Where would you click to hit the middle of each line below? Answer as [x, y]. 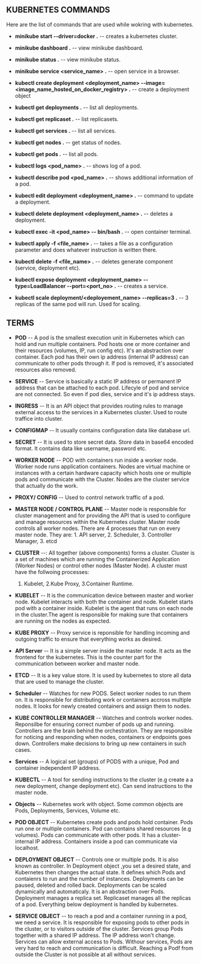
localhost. [27, 848]
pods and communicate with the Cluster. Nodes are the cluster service [102, 479]
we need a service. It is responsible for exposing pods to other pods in [102, 922]
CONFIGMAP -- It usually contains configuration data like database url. [103, 430]
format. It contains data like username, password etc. [81, 448]
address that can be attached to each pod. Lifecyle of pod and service [102, 388]
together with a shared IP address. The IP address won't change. [95, 935]
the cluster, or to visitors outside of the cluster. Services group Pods [99, 928]
